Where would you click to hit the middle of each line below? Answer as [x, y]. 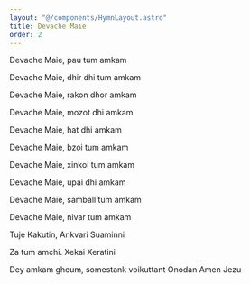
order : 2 [26, 34]
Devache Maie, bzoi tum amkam [69, 147]
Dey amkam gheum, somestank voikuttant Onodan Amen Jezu [125, 270]
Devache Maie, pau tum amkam [68, 60]
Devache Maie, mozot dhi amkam [71, 113]
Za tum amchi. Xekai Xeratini [62, 252]
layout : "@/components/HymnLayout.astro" [88, 18]
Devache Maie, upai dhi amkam [68, 182]
